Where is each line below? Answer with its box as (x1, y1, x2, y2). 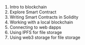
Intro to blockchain (9, 4, 47, 10)
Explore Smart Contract (9, 9, 57, 15)
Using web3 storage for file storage (9, 34, 81, 40)
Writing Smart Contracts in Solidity (9, 14, 79, 20)
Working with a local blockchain (9, 19, 73, 25)
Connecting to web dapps (9, 24, 61, 30)
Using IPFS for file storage (9, 30, 62, 35)
